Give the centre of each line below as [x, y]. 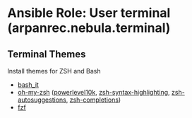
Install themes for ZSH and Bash [54, 71]
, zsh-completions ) [94, 100]
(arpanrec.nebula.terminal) [89, 28]
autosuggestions [42, 100]
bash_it [28, 85]
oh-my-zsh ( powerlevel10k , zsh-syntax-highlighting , [94, 92]
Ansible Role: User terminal [89, 13]
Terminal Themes [47, 54]
